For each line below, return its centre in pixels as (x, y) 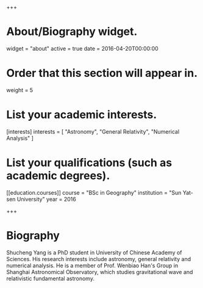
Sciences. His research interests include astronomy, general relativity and (98, 259)
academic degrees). (58, 176)
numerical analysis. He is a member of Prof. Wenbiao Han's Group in (92, 265)
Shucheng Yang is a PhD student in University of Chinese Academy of (94, 252)
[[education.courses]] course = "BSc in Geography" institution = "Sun (94, 192)
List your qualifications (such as (89, 163)
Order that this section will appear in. (102, 73)
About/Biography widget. (72, 32)
